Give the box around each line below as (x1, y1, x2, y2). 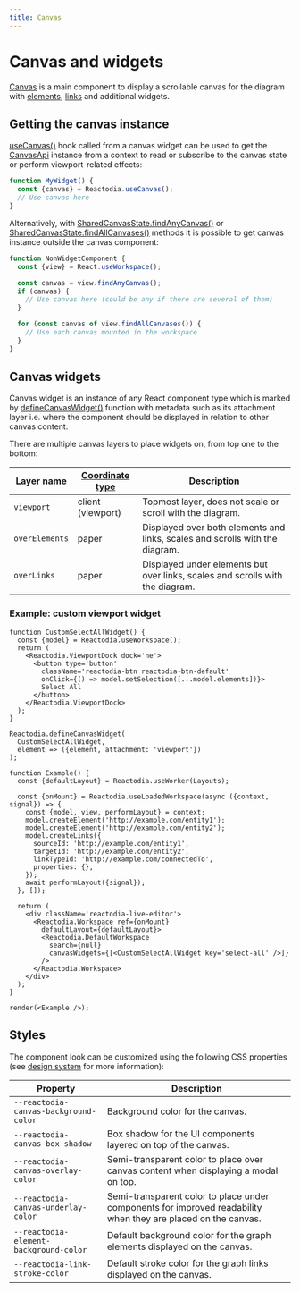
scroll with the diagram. (142, 507, 241, 519)
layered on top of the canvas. (106, 1138, 229, 1151)
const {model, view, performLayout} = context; (25, 807, 205, 816)
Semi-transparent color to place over (106, 1153, 263, 1165)
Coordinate (81, 469, 130, 482)
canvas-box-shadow (13, 1138, 92, 1149)
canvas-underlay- (13, 1202, 87, 1212)
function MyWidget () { (9, 176, 94, 186)
